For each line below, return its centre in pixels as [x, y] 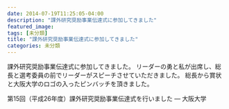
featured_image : [31, 26]
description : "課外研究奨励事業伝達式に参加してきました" [82, 20]
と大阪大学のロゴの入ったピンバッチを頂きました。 [80, 84]
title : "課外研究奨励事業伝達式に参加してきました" [73, 40]
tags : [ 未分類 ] [28, 33]
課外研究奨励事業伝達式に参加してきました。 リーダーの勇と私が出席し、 [111, 66]
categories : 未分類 [34, 46]
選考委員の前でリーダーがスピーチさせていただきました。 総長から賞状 [120, 75]
